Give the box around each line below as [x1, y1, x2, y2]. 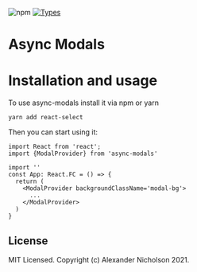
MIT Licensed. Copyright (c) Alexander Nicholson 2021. [8, 255, 190, 264]
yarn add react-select [8, 114, 83, 122]
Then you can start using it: [8, 127, 98, 137]
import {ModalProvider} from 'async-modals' [8, 150, 158, 158]
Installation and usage [8, 72, 157, 90]
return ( [15, 177, 44, 186]
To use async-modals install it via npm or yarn [8, 98, 159, 107]
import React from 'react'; [8, 143, 102, 151]
